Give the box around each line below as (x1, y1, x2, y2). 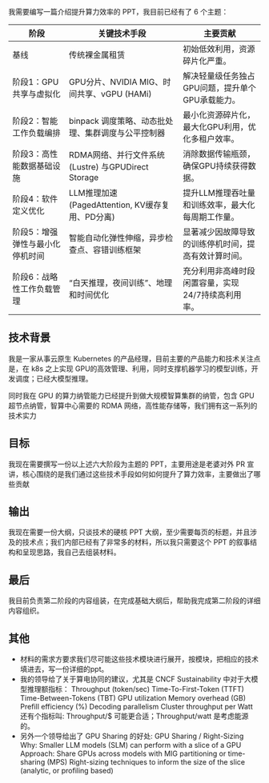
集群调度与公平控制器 (85, 127, 166, 138)
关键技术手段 (97, 28, 147, 38)
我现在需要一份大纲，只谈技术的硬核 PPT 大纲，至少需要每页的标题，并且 (8, 527, 251, 537)
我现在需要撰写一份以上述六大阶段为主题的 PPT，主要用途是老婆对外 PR (8, 459, 246, 469)
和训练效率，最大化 (183, 199, 255, 210)
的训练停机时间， (183, 238, 247, 250)
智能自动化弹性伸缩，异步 (69, 233, 166, 243)
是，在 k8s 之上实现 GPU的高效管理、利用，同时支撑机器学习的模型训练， (8, 363, 252, 374)
